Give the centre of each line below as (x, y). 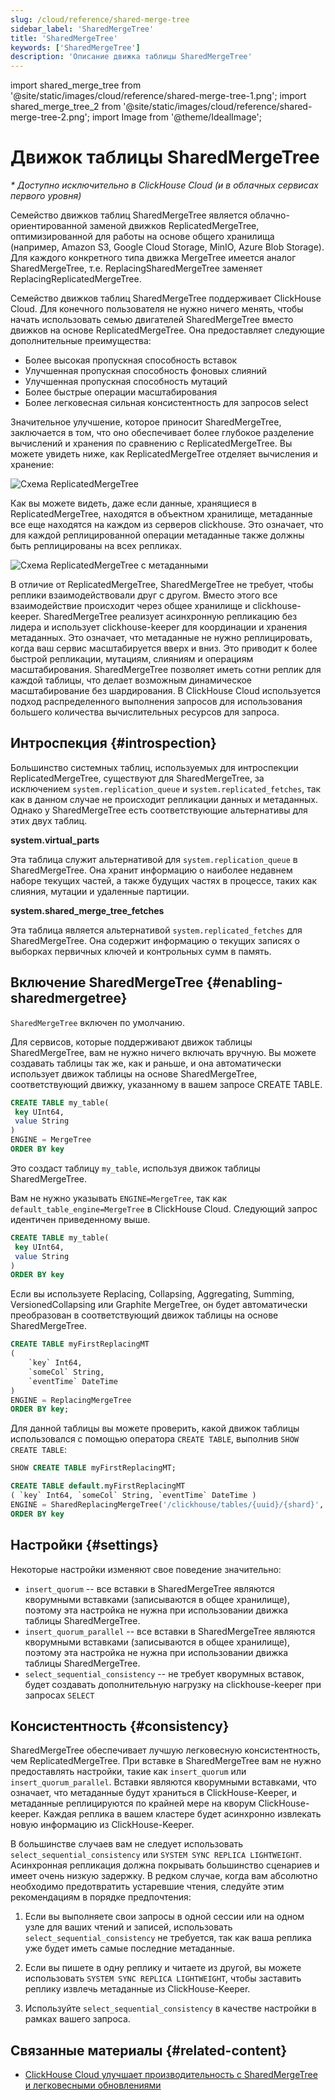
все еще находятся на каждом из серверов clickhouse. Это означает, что (167, 525)
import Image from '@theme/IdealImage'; (176, 117)
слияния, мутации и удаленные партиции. (100, 891)
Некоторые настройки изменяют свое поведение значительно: (146, 1569)
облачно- (269, 215)
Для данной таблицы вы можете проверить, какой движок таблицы (155, 1428)
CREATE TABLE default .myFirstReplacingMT (98, 1486)
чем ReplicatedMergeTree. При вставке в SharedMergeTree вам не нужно (166, 1761)
